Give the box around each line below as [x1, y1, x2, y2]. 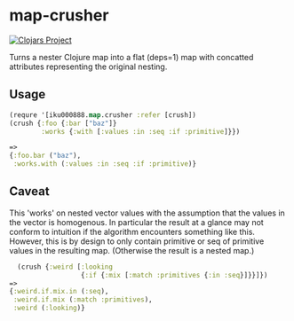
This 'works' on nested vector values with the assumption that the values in [9, 207, 286, 218]
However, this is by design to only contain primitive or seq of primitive [9, 236, 265, 247]
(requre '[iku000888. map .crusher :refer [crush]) [9, 110, 197, 120]
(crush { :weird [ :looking [17, 262, 114, 271]
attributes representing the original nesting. [9, 61, 168, 72]
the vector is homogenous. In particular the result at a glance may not [9, 216, 264, 227]
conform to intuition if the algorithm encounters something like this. [9, 226, 256, 237]
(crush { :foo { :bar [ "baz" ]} [9, 119, 117, 128]
